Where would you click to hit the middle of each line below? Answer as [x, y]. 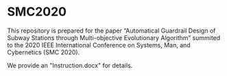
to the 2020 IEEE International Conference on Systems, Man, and [99, 45]
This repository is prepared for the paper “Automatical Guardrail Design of [111, 31]
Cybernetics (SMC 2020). [44, 52]
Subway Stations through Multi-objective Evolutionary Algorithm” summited [114, 37]
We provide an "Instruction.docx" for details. [70, 65]
